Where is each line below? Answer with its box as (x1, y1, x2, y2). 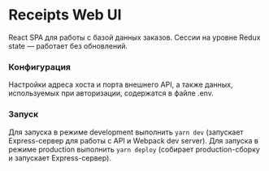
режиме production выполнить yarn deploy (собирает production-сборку (8, 144, 260, 154)
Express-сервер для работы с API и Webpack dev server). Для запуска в (8, 135, 258, 145)
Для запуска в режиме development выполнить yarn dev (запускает (8, 127, 244, 137)
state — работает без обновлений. (8, 41, 128, 50)
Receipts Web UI (8, 6, 122, 24)
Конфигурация (8, 61, 72, 72)
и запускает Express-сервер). (8, 152, 112, 163)
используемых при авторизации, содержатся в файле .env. (8, 88, 214, 98)
